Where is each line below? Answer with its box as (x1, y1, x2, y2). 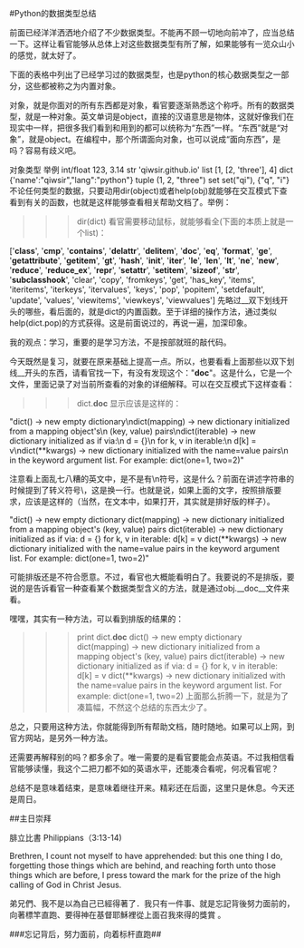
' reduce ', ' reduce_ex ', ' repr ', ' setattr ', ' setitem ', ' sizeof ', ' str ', (9, 265, 240, 275)
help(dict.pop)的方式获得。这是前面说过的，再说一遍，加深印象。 (9, 318, 252, 328)
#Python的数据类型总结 (9, 8, 97, 18)
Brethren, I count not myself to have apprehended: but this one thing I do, (9, 851, 283, 861)
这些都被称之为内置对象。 (24, 81, 120, 91)
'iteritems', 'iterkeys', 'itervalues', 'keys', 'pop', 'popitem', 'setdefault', (9, 284, 265, 295)
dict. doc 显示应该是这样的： (76, 398, 182, 408)
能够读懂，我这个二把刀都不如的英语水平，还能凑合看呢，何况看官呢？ (16, 763, 279, 774)
